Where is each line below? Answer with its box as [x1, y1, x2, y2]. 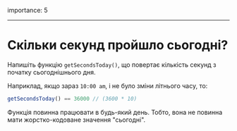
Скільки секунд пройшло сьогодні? [7, 37, 229, 54]
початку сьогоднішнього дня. [7, 68, 97, 76]
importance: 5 [7, 6, 48, 14]
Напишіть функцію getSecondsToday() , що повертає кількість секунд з [7, 60, 217, 69]
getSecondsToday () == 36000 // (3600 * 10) [7, 95, 138, 102]
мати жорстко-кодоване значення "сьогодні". [7, 116, 146, 124]
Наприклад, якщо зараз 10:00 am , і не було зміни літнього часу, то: [7, 81, 208, 90]
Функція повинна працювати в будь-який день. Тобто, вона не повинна [7, 108, 223, 116]
